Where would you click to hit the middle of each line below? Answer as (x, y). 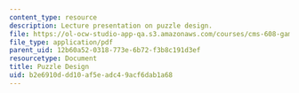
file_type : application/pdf (61, 42)
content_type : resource (53, 17)
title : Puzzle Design (49, 67)
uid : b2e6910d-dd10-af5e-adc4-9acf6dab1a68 (91, 75)
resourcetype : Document (53, 58)
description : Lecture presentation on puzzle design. (111, 26)
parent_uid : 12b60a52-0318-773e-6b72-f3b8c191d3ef (105, 50)
